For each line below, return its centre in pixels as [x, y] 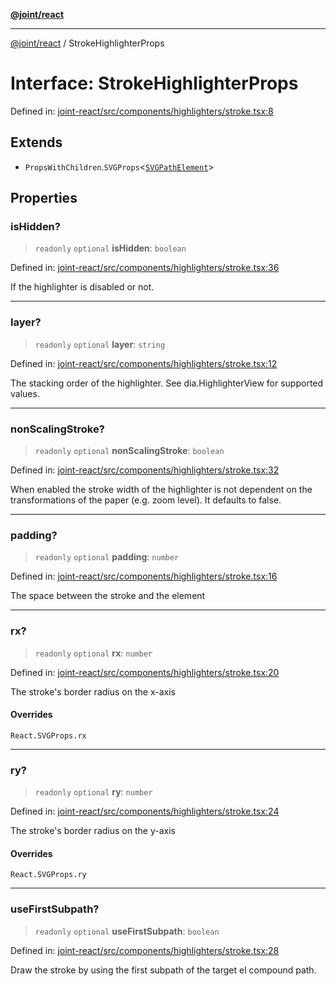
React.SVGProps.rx [48, 735]
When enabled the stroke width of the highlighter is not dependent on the [161, 490]
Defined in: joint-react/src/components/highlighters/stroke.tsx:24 [145, 811]
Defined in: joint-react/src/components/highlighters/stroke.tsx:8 [142, 111]
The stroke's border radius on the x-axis [93, 691]
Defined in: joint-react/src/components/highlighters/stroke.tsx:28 [145, 950]
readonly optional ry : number [93, 792]
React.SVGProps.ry [48, 875]
